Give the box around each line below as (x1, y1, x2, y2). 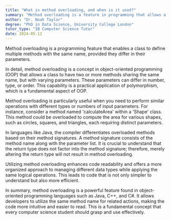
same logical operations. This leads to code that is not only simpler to (5, 172, 152, 178)
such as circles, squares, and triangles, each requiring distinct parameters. (5, 120, 163, 125)
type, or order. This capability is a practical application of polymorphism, (5, 82, 159, 89)
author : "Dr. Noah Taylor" (5, 17, 63, 22)
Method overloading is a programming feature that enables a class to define (5, 46, 165, 51)
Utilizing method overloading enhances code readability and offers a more (5, 161, 162, 167)
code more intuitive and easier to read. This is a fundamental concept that (5, 204, 161, 210)
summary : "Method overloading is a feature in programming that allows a (5, 12, 166, 17)
